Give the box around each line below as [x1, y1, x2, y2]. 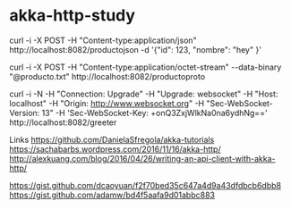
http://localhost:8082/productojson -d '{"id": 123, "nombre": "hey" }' [9, 44, 262, 54]
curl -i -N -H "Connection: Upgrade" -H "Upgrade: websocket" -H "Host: [9, 88, 278, 99]
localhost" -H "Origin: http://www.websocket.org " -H [9, 97, 205, 108]
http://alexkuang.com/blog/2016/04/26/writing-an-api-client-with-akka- [9, 153, 276, 163]
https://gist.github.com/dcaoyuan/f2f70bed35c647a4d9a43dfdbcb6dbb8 [9, 180, 282, 190]
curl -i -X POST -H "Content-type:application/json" [9, 35, 197, 46]
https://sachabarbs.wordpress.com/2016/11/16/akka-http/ [9, 144, 221, 155]
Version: [9, 107, 40, 118]
